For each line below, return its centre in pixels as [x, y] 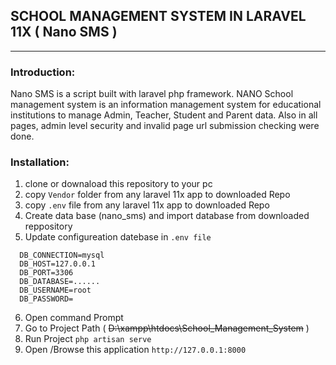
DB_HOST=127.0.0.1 [58, 264]
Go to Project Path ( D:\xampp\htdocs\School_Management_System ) [167, 328]
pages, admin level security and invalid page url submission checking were [165, 126]
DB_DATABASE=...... [60, 282]
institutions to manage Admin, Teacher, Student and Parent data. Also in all [164, 115]
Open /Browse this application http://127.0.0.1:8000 [135, 350]
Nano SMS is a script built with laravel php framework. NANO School [152, 94]
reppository [48, 226]
